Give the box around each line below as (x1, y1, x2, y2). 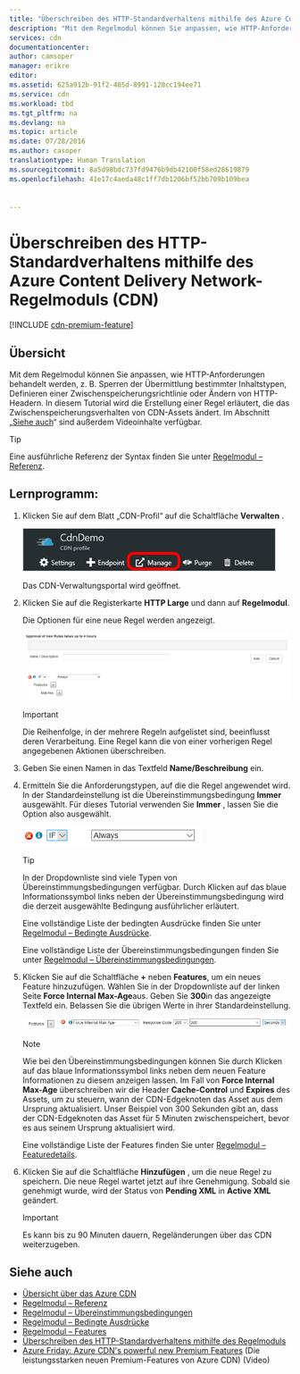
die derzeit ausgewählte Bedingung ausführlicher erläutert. (21, 901, 239, 911)
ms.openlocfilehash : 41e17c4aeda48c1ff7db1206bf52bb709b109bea (9, 174, 250, 183)
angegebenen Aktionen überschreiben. (21, 745, 167, 756)
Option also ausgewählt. (21, 808, 112, 819)
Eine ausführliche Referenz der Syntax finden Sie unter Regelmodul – (9, 451, 263, 462)
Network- (190, 271, 263, 291)
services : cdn (9, 33, 62, 42)
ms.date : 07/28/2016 (9, 137, 87, 147)
